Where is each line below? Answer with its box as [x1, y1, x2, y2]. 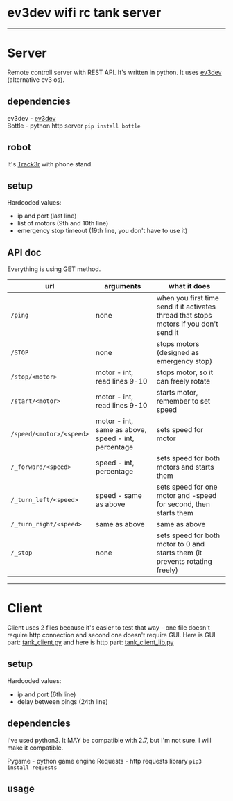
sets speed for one [156, 482, 218, 492]
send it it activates [156, 302, 216, 311]
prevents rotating [156, 557, 213, 567]
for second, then [156, 499, 210, 509]
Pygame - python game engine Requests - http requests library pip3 [7, 757, 202, 765]
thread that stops [156, 311, 213, 320]
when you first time [156, 293, 220, 303]
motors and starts [156, 463, 214, 472]
